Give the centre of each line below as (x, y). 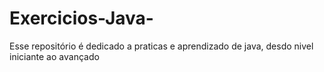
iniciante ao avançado (54, 56)
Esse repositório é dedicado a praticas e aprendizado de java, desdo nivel (161, 46)
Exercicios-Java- (81, 18)
